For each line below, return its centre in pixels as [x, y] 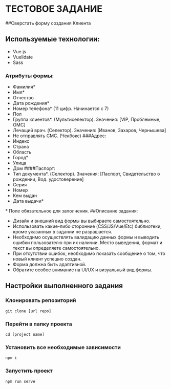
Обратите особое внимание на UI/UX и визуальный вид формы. [82, 270]
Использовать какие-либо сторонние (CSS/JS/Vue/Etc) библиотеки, [87, 226]
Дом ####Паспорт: [34, 168]
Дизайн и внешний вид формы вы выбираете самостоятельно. [81, 221]
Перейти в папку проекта [39, 324]
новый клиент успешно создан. [47, 259]
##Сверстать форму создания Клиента [48, 23]
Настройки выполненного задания [64, 286]
